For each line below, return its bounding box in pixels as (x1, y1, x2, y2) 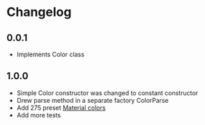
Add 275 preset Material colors (16, 103, 106, 112)
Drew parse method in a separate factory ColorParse (16, 96, 169, 104)
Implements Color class (16, 50, 85, 58)
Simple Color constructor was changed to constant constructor (16, 88, 199, 97)
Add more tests (16, 110, 61, 119)
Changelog (6, 4, 72, 20)
